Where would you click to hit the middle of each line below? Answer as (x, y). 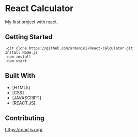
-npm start (16, 61)
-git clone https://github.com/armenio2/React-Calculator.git (69, 48)
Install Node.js (21, 52)
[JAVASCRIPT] (26, 98)
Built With (20, 76)
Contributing (25, 118)
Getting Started (29, 37)
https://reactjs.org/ (24, 130)
